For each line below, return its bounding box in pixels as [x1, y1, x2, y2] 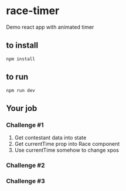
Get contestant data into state [14, 134, 87, 141]
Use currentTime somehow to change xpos [14, 146, 119, 154]
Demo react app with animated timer [6, 23, 94, 30]
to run [6, 72, 29, 82]
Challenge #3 [6, 177, 45, 185]
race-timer [6, 4, 60, 18]
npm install [6, 56, 35, 62]
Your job [6, 103, 38, 113]
